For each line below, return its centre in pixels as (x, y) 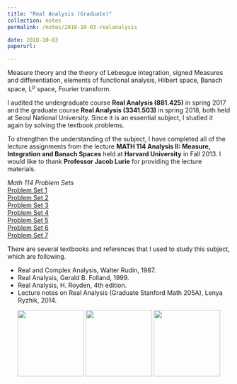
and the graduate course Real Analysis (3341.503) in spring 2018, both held (119, 110)
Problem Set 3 (28, 205)
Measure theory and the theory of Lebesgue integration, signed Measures (115, 73)
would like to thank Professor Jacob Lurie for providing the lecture (105, 161)
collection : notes (34, 21)
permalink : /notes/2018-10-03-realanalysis (73, 27)
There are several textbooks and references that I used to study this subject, (118, 249)
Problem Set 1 (28, 190)
